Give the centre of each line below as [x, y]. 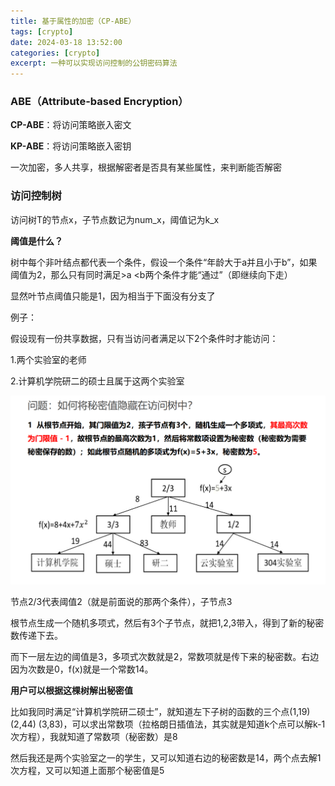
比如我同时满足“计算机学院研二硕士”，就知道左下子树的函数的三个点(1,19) [160, 711]
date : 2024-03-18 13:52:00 [66, 42]
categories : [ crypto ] [55, 53]
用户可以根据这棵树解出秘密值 [71, 690]
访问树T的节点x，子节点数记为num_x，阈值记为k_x [115, 219]
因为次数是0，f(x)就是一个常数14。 [82, 669]
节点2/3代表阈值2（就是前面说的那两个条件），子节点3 [121, 601]
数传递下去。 [36, 635]
